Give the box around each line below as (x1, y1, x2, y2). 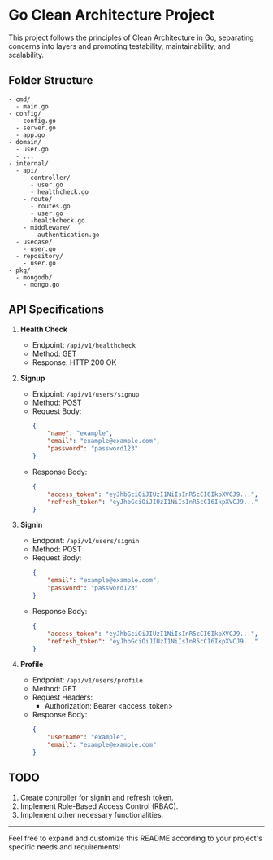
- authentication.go (29, 230, 100, 239)
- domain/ (8, 138, 42, 146)
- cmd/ (8, 95, 31, 103)
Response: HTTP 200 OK (32, 357, 117, 367)
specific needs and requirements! (8, 841, 121, 852)
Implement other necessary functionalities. (19, 810, 164, 819)
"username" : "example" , (47, 733, 128, 742)
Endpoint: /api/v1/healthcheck (32, 340, 136, 349)
